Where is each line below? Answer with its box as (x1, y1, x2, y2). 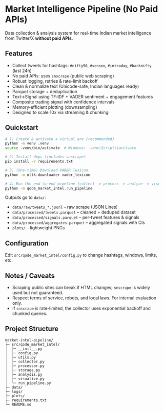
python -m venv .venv (5, 141, 49, 146)
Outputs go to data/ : (5, 194, 46, 200)
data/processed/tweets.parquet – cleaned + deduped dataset (12, 209, 136, 215)
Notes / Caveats (5, 271, 55, 280)
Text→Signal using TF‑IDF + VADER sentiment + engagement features (12, 94, 153, 99)
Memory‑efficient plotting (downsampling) (12, 104, 98, 110)
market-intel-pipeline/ (5, 338, 54, 342)
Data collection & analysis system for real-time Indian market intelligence (5, 30, 152, 36)
